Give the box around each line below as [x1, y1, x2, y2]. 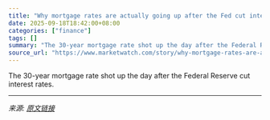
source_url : [8, 49, 48, 57]
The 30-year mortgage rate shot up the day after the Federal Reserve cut [8, 71, 251, 80]
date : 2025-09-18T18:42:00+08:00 [8, 19, 121, 27]
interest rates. [8, 79, 55, 89]
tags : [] [8, 34, 38, 42]
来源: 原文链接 [8, 103, 55, 113]
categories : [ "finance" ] [8, 26, 92, 34]
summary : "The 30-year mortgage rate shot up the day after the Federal [8, 42, 257, 50]
